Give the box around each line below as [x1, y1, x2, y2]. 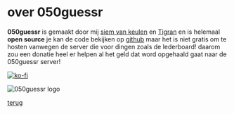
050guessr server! [7, 57, 61, 65]
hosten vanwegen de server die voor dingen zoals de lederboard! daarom [7, 42, 221, 51]
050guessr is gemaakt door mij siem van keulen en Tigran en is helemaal [7, 27, 220, 36]
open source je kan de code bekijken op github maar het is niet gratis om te [7, 34, 227, 43]
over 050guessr [7, 4, 103, 20]
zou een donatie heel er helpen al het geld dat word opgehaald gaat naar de [7, 50, 227, 58]
